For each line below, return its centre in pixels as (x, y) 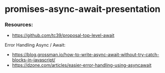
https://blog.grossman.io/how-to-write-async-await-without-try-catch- (86, 55)
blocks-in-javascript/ (34, 60)
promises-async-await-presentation (83, 9)
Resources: (19, 25)
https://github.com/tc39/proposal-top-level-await (63, 35)
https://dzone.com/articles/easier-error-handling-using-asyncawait (81, 65)
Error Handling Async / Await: (35, 45)
